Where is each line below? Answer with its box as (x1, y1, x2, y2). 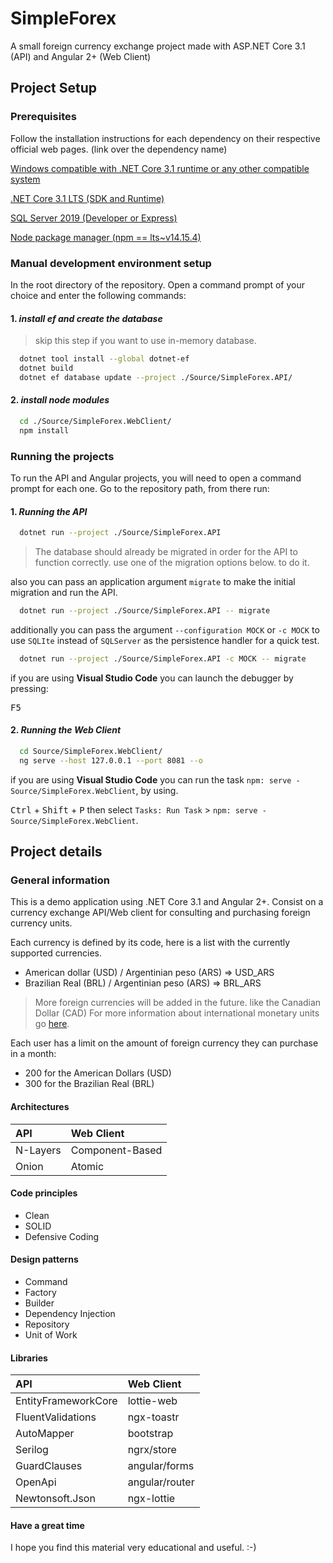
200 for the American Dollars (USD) (24, 1067, 172, 1079)
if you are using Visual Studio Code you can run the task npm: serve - (10, 773, 301, 786)
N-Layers (15, 1143, 62, 1157)
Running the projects (10, 449, 115, 463)
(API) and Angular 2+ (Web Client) (10, 50, 152, 62)
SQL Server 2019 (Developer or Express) (10, 212, 178, 224)
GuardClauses (15, 1459, 83, 1473)
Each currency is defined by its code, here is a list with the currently (10, 937, 291, 949)
